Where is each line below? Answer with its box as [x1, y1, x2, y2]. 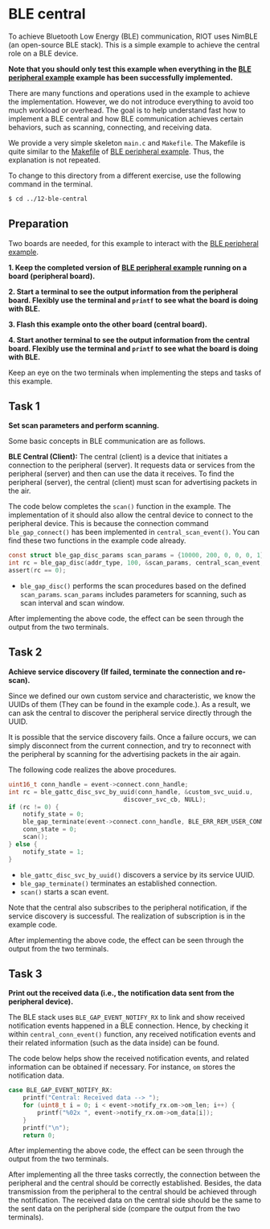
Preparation [8, 217, 69, 231]
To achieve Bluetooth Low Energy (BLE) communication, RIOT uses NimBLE [8, 31, 259, 41]
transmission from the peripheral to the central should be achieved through [8, 1187, 257, 1197]
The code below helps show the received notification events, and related [8, 1054, 249, 1063]
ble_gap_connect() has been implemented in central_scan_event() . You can [8, 528, 260, 537]
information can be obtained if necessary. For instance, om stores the [8, 1063, 235, 1072]
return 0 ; [22, 1131, 56, 1139]
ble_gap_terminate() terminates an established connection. [19, 878, 218, 888]
